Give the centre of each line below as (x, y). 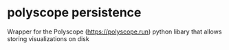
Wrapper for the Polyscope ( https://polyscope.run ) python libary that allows (115, 32)
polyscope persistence (74, 13)
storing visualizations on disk (48, 38)
